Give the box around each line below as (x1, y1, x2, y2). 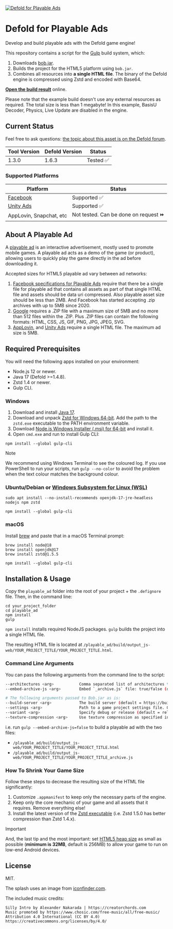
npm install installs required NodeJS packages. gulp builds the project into (5, 626, 165, 633)
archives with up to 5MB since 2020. (12, 302, 91, 308)
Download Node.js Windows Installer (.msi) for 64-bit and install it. (12, 425, 154, 432)
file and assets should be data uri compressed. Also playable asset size (12, 291, 165, 297)
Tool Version (8, 148, 40, 155)
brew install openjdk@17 (5, 547, 59, 552)
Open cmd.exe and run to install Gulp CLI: (12, 431, 99, 437)
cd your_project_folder (5, 604, 57, 609)
